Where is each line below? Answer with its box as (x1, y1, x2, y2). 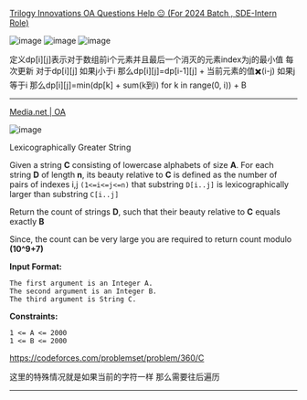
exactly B (9, 216, 45, 226)
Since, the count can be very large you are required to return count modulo (9, 234, 292, 245)
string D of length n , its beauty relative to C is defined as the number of (9, 169, 278, 180)
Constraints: (9, 311, 58, 321)
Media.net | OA (9, 107, 67, 117)
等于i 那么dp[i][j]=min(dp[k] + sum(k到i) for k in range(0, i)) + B (9, 79, 247, 90)
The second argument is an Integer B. (9, 287, 157, 296)
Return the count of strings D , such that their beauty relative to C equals (9, 206, 281, 217)
